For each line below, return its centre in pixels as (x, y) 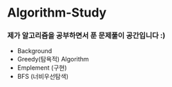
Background (35, 51)
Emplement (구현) (42, 68)
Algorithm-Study (57, 13)
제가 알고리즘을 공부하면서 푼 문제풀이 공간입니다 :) (86, 36)
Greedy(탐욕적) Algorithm (53, 59)
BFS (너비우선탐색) (43, 77)
